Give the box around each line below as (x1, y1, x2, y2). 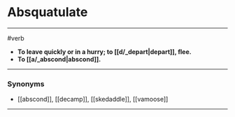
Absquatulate (7, 4, 88, 20)
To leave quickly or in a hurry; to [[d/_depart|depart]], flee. (17, 47, 192, 56)
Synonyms (7, 78, 45, 88)
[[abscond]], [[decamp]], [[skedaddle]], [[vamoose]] (17, 95, 169, 104)
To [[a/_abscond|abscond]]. (17, 55, 101, 63)
